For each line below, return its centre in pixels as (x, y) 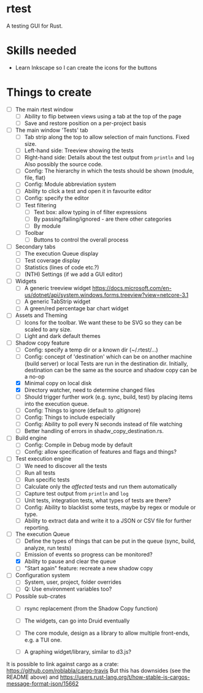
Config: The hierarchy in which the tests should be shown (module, (109, 171)
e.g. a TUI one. (43, 640)
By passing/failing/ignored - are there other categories (102, 219)
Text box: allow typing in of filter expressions (90, 212)
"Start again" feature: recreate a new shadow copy (89, 569)
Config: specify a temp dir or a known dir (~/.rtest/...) (91, 350)
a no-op (34, 377)
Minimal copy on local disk (58, 383)
